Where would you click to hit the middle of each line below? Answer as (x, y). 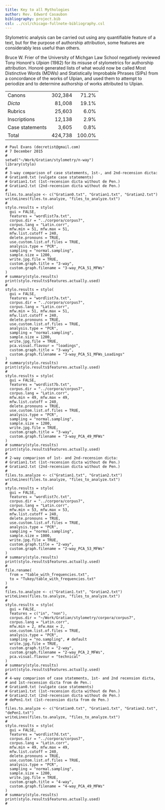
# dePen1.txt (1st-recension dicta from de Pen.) (57, 700)
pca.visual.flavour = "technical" (45, 657)
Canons (17, 95)
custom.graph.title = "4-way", (42, 782)
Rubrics (17, 112)
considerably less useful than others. (43, 48)
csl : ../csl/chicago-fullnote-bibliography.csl (55, 23)
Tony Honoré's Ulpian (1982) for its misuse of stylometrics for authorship (80, 63)
